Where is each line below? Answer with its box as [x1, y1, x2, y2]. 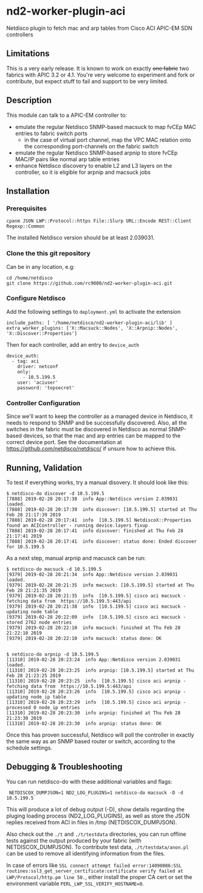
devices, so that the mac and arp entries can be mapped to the [23, 432, 181, 439]
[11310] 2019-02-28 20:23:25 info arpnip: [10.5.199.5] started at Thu [6, 667, 194, 673]
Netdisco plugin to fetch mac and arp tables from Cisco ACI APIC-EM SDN [6, 24, 193, 32]
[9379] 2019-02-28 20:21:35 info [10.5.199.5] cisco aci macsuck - [6, 592, 187, 599]
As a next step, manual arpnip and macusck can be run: [6, 554, 146, 561]
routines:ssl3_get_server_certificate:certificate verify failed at [6, 868, 184, 874]
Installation [6, 186, 50, 196]
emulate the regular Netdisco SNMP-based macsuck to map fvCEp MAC [15, 123, 196, 130]
